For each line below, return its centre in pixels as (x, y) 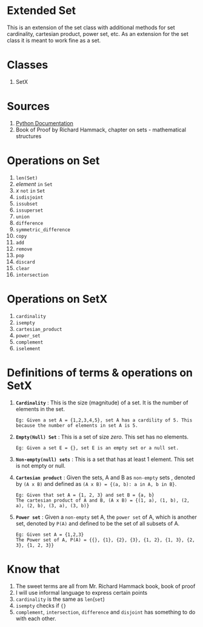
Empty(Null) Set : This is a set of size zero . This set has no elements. (102, 437)
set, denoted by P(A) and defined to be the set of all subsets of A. (98, 523)
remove (24, 249)
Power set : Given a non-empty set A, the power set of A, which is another (106, 517)
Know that (33, 569)
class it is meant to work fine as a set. (54, 40)
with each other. (36, 618)
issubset (27, 204)
